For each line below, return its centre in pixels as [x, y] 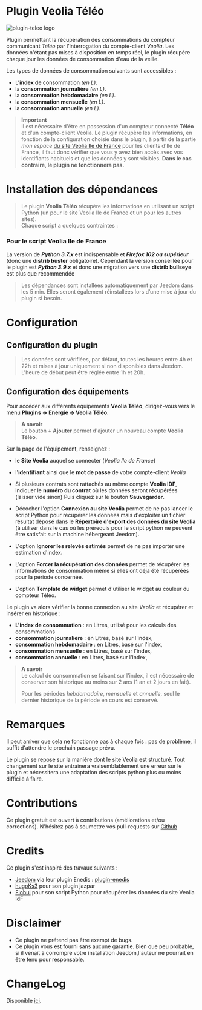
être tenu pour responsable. [50, 959]
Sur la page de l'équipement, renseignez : [58, 449]
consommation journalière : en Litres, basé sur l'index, [84, 638]
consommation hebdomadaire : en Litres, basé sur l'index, [89, 644]
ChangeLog [36, 984]
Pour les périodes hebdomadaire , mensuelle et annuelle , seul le [100, 693]
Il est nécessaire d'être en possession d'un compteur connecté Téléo [107, 126]
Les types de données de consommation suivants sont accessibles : [91, 70]
